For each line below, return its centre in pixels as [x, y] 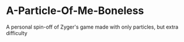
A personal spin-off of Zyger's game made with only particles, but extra [92, 27]
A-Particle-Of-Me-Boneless [75, 11]
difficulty [17, 33]
